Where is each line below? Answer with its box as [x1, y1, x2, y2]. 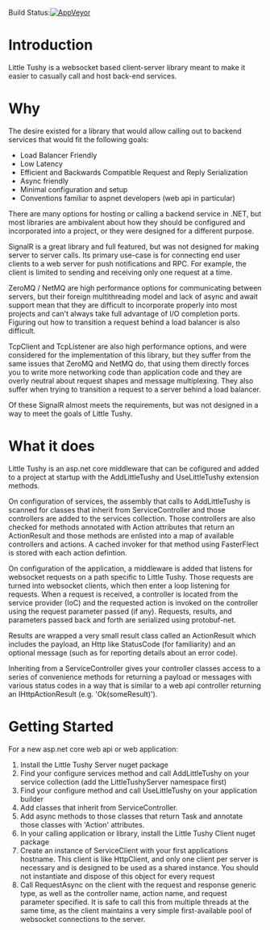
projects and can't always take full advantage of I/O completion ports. [8, 308, 240, 318]
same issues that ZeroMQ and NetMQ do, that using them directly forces [8, 358, 250, 368]
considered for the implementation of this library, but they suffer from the [8, 350, 251, 359]
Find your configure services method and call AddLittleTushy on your [19, 768, 250, 778]
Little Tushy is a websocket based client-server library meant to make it [8, 62, 246, 72]
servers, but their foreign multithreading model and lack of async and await [8, 291, 258, 301]
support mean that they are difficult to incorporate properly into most [8, 300, 238, 310]
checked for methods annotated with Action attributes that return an [8, 522, 235, 532]
